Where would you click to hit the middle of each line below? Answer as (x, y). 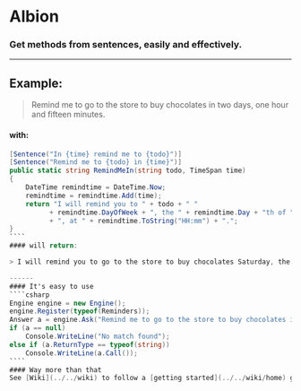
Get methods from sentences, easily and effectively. (126, 45)
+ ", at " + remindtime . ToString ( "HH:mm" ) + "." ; (144, 221)
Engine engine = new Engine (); (68, 303)
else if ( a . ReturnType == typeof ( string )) (90, 344)
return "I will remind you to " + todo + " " (112, 204)
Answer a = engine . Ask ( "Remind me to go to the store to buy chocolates (148, 320)
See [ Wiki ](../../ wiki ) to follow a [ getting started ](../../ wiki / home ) (148, 378)
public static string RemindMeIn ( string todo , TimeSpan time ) (128, 171)
